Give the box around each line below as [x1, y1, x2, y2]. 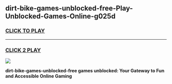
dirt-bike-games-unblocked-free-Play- [5, 4, 133, 13]
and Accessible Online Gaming [5, 73, 72, 79]
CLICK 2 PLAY [5, 46, 41, 53]
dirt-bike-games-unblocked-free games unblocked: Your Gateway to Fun [5, 67, 165, 73]
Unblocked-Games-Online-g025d [5, 12, 116, 21]
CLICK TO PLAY [5, 27, 45, 35]
